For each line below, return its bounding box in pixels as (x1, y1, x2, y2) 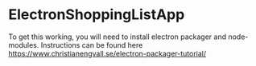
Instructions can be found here (40, 40, 143, 49)
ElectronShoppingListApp (8, 6, 185, 24)
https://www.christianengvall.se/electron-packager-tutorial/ (8, 49, 207, 58)
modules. (8, 40, 39, 49)
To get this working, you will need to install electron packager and (8, 32, 227, 41)
